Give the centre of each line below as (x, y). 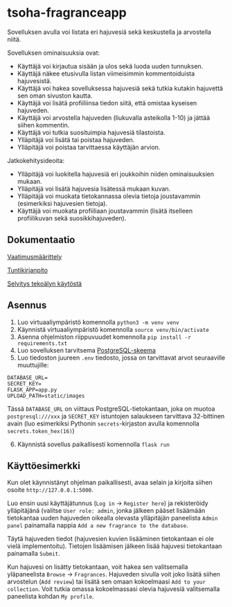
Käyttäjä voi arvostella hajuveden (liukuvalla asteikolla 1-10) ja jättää (114, 117)
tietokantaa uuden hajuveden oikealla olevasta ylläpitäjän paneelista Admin (113, 518)
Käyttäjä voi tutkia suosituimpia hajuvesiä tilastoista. (91, 132)
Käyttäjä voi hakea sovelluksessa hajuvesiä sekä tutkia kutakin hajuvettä (120, 88)
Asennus (27, 305)
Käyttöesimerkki (44, 466)
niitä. (14, 39)
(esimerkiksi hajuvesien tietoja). (62, 203)
